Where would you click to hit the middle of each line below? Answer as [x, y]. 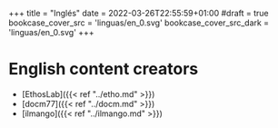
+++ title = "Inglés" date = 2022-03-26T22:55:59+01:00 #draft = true [139, 13]
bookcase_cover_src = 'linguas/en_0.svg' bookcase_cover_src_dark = [139, 23]
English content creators [104, 69]
